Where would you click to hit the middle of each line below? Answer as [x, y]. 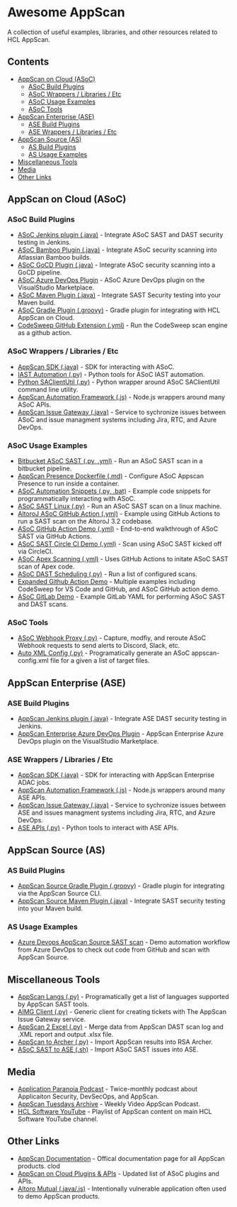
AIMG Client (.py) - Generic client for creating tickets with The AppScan [122, 1012]
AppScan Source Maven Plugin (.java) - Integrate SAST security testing [121, 901]
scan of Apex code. [46, 567]
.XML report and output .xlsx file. [65, 1035]
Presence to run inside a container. [68, 484]
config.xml [33, 661]
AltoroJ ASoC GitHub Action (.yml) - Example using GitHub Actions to [119, 514]
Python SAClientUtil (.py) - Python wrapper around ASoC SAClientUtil [119, 382]
